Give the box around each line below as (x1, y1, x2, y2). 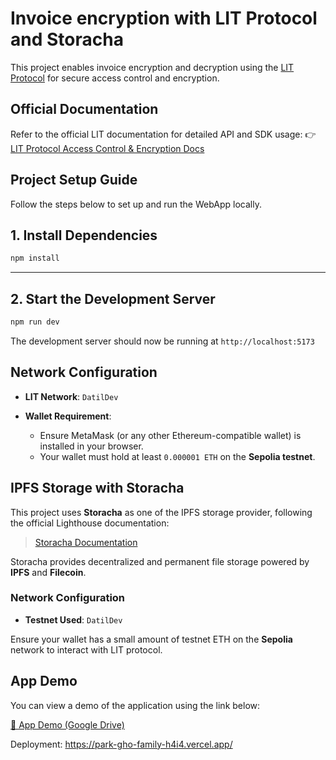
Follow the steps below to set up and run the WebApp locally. (10, 198, 262, 210)
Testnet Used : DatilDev (24, 613, 123, 626)
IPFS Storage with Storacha (10, 480, 185, 497)
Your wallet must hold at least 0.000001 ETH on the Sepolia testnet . (39, 450, 316, 462)
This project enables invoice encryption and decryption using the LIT (10, 61, 295, 73)
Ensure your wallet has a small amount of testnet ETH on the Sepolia (10, 633, 293, 645)
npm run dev (10, 317, 60, 327)
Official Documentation (10, 101, 159, 118)
